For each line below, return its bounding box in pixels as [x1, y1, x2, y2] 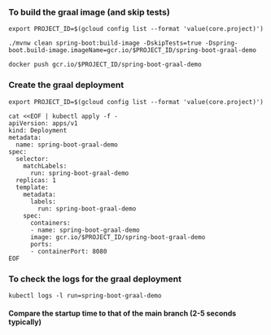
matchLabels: [23, 162, 68, 170]
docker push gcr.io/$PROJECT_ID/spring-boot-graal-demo [8, 60, 202, 69]
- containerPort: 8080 [29, 247, 107, 255]
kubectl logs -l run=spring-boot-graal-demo [8, 291, 162, 299]
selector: [15, 154, 49, 163]
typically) [8, 317, 42, 327]
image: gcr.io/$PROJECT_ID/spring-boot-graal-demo [29, 233, 206, 241]
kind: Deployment [8, 126, 68, 134]
